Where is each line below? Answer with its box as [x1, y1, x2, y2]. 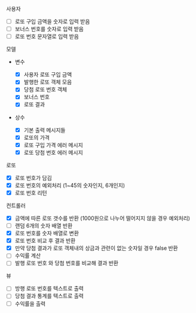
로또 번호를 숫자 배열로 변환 [14, 229, 79, 237]
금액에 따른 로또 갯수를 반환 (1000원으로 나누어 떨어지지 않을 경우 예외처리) [14, 214, 190, 222]
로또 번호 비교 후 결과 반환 [14, 237, 76, 244]
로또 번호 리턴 [14, 189, 47, 196]
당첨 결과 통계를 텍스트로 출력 [14, 292, 84, 300]
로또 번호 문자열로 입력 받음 [14, 33, 79, 40]
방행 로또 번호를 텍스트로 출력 [14, 285, 84, 292]
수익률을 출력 [14, 300, 46, 307]
